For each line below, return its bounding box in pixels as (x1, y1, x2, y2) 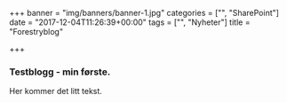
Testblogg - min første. (9, 66, 111, 78)
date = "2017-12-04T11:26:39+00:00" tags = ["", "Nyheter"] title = (9, 17, 251, 28)
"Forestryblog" (9, 27, 64, 36)
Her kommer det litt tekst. (9, 86, 102, 97)
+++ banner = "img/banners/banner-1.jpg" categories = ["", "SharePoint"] (9, 8, 280, 18)
